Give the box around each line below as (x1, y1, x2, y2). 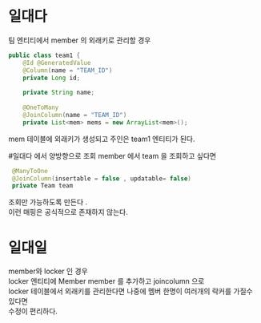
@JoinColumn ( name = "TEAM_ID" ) (22, 111, 127, 119)
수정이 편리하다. (8, 306, 58, 317)
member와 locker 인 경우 (8, 266, 88, 277)
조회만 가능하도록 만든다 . (8, 197, 88, 207)
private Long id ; (22, 74, 81, 82)
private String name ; (22, 89, 94, 97)
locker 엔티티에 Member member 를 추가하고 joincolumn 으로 (8, 277, 205, 286)
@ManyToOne (11, 167, 48, 175)
